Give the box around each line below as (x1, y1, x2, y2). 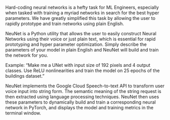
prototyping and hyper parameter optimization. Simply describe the (5, 41, 147, 47)
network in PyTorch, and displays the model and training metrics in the (5, 105, 154, 110)
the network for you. (5, 52, 48, 58)
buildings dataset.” (5, 73, 45, 79)
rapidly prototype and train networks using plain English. (5, 20, 124, 27)
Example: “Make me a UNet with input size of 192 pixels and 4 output (5, 62, 151, 68)
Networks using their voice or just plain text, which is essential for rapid (5, 36, 156, 42)
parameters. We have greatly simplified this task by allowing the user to (5, 15, 156, 21)
